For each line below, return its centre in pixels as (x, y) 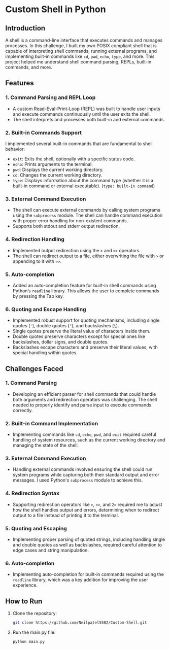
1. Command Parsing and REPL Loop (50, 97)
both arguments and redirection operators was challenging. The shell (85, 399)
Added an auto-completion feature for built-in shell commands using (84, 285)
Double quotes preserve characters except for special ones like (79, 336)
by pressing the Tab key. (38, 296)
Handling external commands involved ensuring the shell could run (82, 469)
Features (20, 83)
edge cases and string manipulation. (50, 550)
